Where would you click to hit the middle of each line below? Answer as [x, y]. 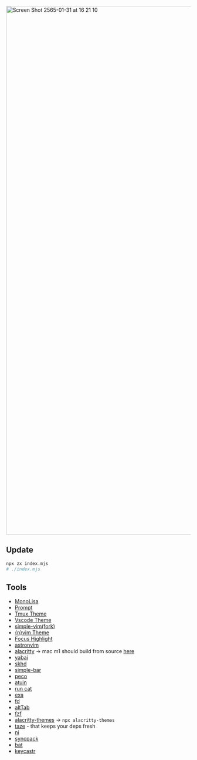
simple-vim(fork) [35, 626]
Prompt [23, 608]
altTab [22, 708]
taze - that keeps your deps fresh [55, 726]
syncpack [26, 739]
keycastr [25, 751]
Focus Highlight [33, 639]
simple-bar [28, 670]
